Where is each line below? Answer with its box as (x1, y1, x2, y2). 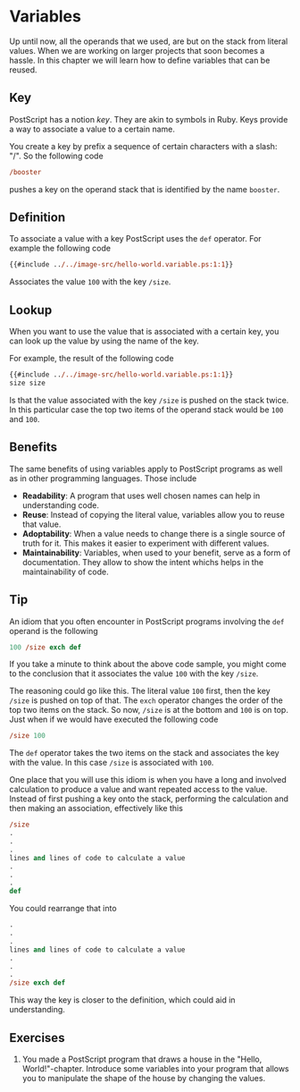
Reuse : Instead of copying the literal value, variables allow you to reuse (21, 509, 286, 520)
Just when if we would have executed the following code (9, 714, 219, 725)
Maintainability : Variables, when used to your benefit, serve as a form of (21, 547, 291, 558)
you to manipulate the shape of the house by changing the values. (21, 1072, 266, 1083)
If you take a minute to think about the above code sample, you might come (9, 659, 287, 670)
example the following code (9, 243, 112, 254)
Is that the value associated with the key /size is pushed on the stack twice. (9, 394, 289, 405)
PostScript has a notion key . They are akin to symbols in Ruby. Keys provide (9, 114, 288, 124)
